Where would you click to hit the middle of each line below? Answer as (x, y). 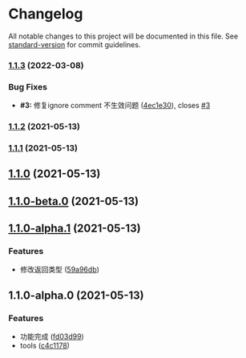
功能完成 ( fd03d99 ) (52, 336)
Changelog (46, 14)
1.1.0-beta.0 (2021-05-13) (73, 201)
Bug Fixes (28, 86)
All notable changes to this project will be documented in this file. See (123, 36)
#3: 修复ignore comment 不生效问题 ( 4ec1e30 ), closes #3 (115, 106)
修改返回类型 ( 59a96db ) (60, 270)
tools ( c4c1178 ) (45, 346)
